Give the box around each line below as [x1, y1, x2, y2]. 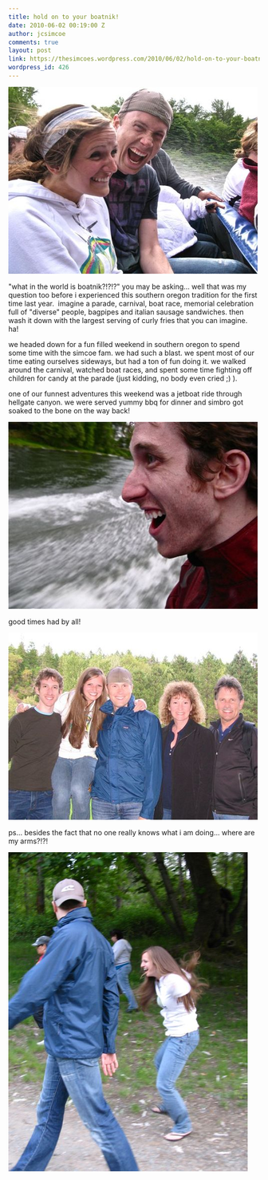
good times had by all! [8, 617, 81, 626]
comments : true [8, 38, 59, 46]
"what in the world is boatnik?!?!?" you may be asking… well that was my [8, 282, 247, 291]
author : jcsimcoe [8, 30, 66, 37]
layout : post [8, 46, 52, 55]
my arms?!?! [8, 836, 49, 846]
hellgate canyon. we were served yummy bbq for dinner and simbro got [8, 397, 243, 407]
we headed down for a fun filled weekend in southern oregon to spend [8, 339, 240, 349]
